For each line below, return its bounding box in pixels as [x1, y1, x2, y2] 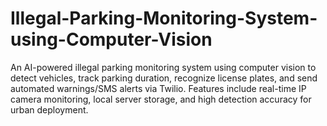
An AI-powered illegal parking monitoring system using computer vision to [10, 61, 317, 73]
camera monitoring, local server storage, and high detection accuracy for [10, 93, 312, 105]
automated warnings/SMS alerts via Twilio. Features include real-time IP [10, 82, 307, 94]
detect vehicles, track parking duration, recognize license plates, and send [10, 72, 318, 84]
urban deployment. [10, 103, 89, 116]
